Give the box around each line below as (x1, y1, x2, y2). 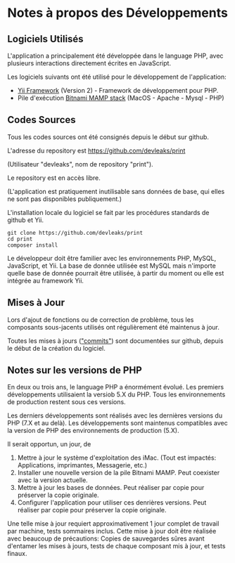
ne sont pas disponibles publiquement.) (7, 195, 122, 203)
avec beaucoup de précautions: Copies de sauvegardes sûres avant (7, 534, 205, 543)
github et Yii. (7, 216, 44, 224)
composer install (7, 241, 58, 249)
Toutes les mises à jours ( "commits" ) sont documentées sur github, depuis (7, 336, 224, 345)
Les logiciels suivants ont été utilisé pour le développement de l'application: (7, 72, 227, 81)
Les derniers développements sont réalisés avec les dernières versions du (7, 411, 223, 420)
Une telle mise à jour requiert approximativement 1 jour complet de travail (7, 519, 220, 528)
